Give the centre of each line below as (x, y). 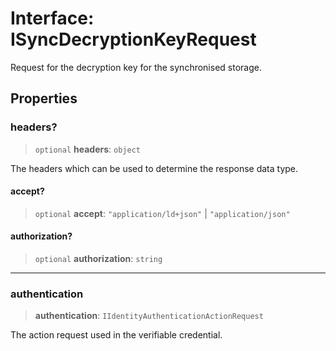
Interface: (52, 18)
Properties (44, 98)
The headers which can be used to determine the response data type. (154, 168)
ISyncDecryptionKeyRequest (133, 39)
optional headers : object (87, 149)
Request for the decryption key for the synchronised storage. (136, 67)
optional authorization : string (98, 259)
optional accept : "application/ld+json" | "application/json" (162, 213)
